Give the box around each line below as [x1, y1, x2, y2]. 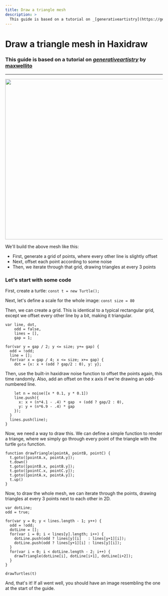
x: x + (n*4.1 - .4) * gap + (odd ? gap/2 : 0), [18, 400, 124, 405]
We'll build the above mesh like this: [5, 243, 79, 249]
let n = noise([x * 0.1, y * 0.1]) [14, 391, 88, 396]
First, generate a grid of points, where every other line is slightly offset [12, 253, 157, 259]
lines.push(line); [9, 417, 48, 422]
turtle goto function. [5, 441, 46, 447]
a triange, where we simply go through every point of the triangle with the [5, 436, 157, 442]
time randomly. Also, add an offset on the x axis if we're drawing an [5, 376, 144, 382]
